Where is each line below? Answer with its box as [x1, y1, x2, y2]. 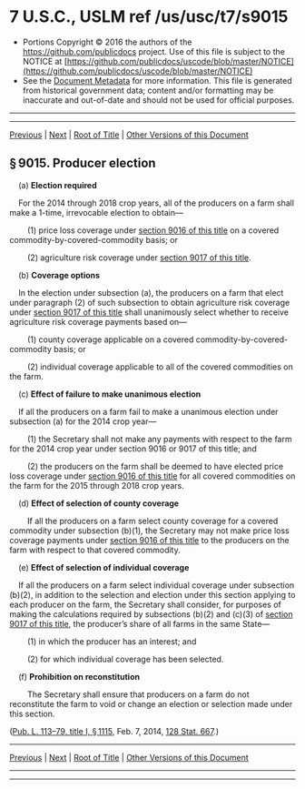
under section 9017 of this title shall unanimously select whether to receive [9, 307, 289, 318]
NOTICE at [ [22, 56, 68, 66]
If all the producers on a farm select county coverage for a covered [26, 515, 279, 526]
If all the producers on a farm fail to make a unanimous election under [17, 406, 279, 417]
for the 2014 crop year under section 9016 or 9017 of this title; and [9, 443, 257, 454]
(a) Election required [17, 179, 97, 190]
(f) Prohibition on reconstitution [17, 671, 141, 682]
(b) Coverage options [17, 269, 101, 280]
